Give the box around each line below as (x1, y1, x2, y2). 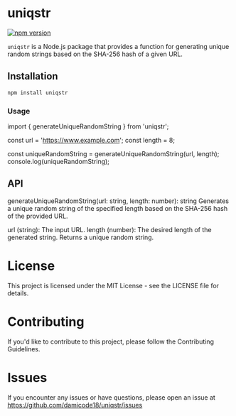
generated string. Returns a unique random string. (7, 233, 154, 241)
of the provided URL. (7, 212, 69, 220)
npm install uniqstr (7, 89, 69, 97)
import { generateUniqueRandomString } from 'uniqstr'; (7, 122, 169, 131)
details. (7, 289, 29, 297)
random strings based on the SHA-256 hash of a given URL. (7, 50, 183, 58)
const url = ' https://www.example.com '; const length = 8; (7, 136, 176, 144)
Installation (7, 70, 58, 82)
